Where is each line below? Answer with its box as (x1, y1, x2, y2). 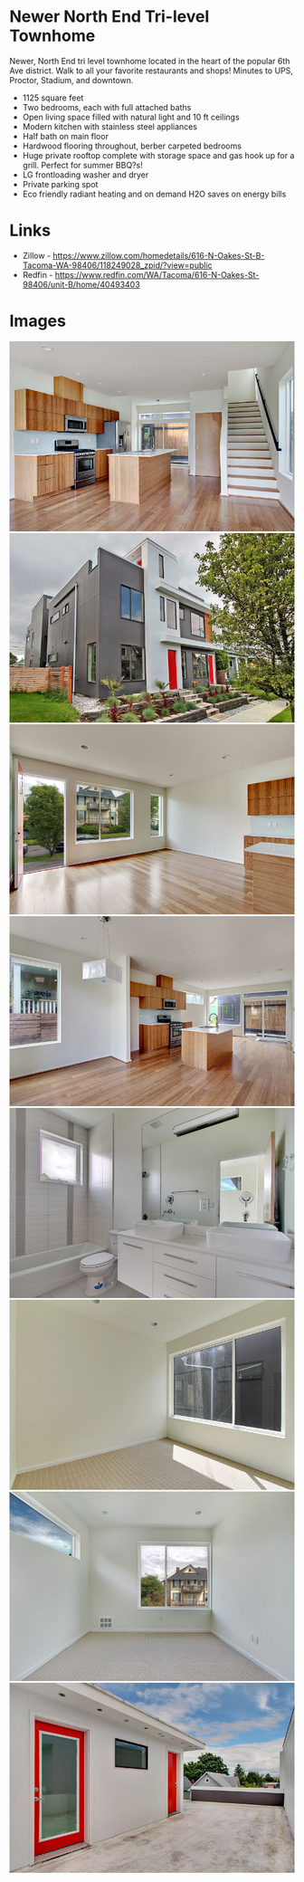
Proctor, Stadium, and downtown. (9, 74, 134, 85)
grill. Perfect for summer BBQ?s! (22, 159, 143, 170)
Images (9, 310, 66, 331)
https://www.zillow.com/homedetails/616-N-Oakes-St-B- (52, 250, 265, 261)
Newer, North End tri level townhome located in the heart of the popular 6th (9, 55, 290, 66)
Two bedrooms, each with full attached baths (22, 101, 192, 112)
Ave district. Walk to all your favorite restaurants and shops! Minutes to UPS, (9, 65, 294, 76)
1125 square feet (22, 92, 84, 103)
